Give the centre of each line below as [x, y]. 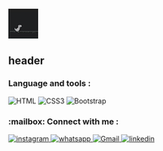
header [27, 61]
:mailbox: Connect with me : [64, 122]
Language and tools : [50, 83]
